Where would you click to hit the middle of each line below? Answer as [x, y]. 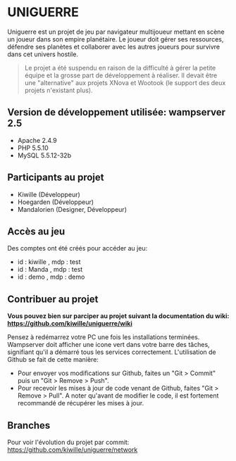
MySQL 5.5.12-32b [44, 155]
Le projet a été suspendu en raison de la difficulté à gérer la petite [120, 68]
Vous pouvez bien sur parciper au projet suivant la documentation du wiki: [118, 316]
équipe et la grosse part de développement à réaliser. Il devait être [121, 75]
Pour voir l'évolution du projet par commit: [68, 442]
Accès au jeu [36, 231]
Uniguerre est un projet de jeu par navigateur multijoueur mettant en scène [116, 32]
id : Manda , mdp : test [50, 270]
